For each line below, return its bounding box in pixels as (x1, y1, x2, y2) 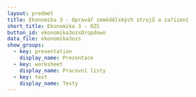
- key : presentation (13, 48, 72, 55)
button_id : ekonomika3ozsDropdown (7, 29, 107, 36)
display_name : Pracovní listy (19, 67, 107, 74)
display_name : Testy (19, 80, 78, 87)
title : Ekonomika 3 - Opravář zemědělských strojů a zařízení (7, 16, 189, 23)
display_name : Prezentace (19, 55, 94, 61)
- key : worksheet (13, 61, 63, 68)
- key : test (13, 73, 48, 81)
